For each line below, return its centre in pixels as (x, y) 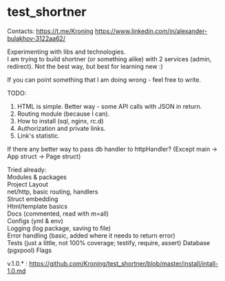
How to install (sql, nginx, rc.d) (61, 121)
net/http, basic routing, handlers (53, 191)
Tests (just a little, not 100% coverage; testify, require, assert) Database (109, 242)
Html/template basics (37, 206)
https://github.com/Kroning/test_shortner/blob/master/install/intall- (124, 263)
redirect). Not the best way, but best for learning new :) (85, 66)
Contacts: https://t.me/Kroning (51, 31)
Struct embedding (33, 199)
